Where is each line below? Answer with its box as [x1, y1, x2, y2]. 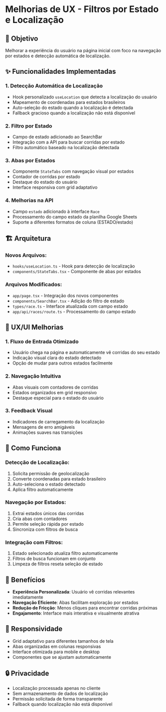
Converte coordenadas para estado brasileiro [12, 476, 106, 482]
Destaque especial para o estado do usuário [12, 395, 104, 401]
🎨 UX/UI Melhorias [5, 323, 64, 331]
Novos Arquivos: [5, 252, 47, 259]
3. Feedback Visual [5, 407, 52, 414]
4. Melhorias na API [5, 197, 53, 204]
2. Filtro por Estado [5, 122, 52, 129]
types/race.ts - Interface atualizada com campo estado [12, 303, 128, 309]
